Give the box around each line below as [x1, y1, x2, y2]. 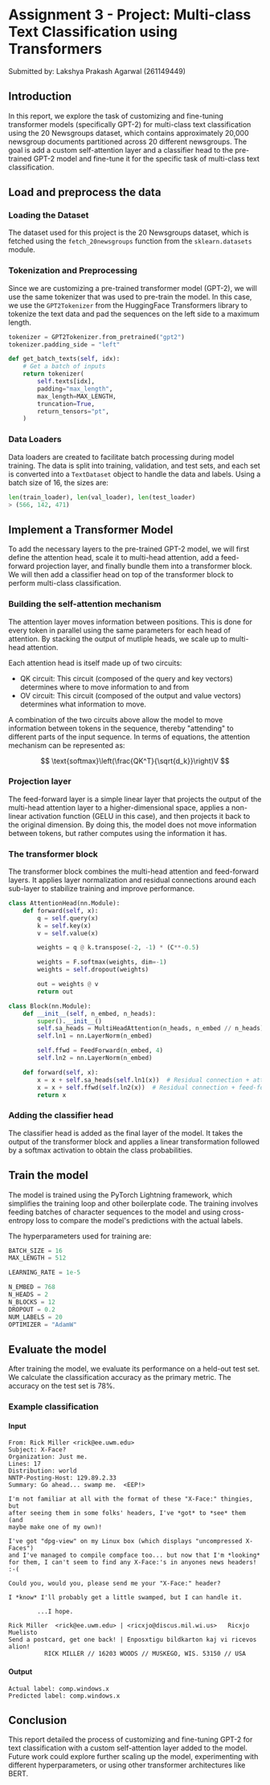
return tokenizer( [22, 370, 84, 379]
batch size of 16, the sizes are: [8, 477, 108, 487]
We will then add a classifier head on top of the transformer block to [8, 570, 234, 579]
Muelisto [8, 1629, 38, 1637]
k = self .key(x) [37, 922, 92, 930]
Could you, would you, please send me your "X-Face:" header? [8, 1579, 221, 1588]
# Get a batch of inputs [22, 362, 106, 371]
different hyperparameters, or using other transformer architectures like [8, 1760, 246, 1770]
